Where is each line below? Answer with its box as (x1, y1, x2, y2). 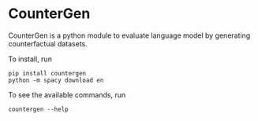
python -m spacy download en (8, 76, 104, 84)
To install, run (8, 54, 53, 64)
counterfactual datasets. (8, 38, 88, 48)
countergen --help (8, 105, 69, 113)
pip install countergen (8, 69, 87, 77)
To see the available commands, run (8, 90, 126, 99)
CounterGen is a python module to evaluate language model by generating (8, 31, 251, 40)
